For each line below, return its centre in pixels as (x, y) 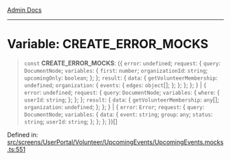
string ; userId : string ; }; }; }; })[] (71, 121)
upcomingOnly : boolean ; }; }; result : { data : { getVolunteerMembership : (121, 78)
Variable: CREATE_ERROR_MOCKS (108, 44)
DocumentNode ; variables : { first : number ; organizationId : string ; (116, 70)
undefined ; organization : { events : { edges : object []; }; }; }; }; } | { (115, 84)
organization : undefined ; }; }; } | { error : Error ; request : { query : (114, 106)
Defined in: (23, 135)
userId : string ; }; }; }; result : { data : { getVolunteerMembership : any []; (122, 100)
